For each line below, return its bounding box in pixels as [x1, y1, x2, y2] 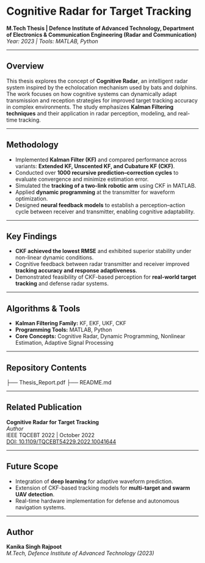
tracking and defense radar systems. [15, 280, 109, 287]
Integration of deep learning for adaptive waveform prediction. [15, 477, 174, 485]
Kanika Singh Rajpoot [6, 543, 62, 551]
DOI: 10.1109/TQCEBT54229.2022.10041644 [6, 438, 117, 445]
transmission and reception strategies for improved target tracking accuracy [6, 97, 198, 104]
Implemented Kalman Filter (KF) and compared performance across [15, 156, 187, 163]
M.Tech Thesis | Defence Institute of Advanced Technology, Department [6, 24, 194, 32]
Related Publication [6, 402, 82, 413]
